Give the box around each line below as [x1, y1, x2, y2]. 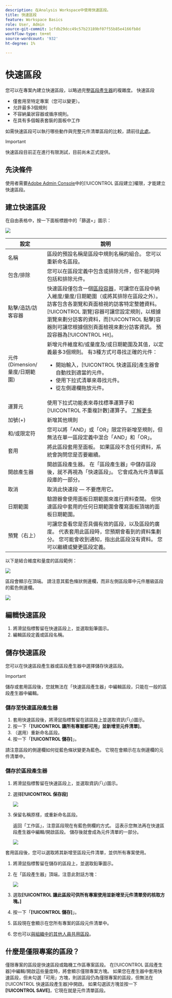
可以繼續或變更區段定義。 [47, 543, 109, 551]
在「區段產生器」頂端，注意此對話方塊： [12, 871, 98, 877]
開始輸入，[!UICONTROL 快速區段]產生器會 [55, 361, 160, 368]
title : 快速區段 [5, 12, 37, 17]
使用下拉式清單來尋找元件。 [55, 377, 123, 384]
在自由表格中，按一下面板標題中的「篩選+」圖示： [5, 218, 112, 224]
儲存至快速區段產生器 [5, 704, 58, 711]
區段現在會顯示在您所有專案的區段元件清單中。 [12, 919, 112, 926]
